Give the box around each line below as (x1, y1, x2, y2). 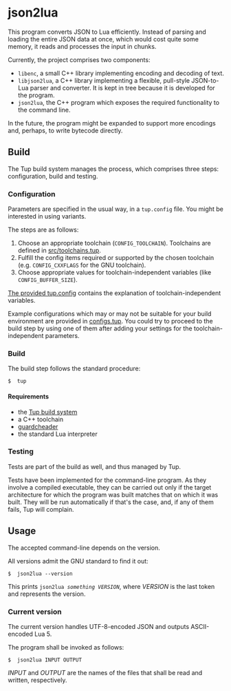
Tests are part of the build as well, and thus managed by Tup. (8, 462, 181, 470)
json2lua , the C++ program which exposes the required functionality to (17, 98, 219, 106)
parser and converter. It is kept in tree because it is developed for (30, 83, 215, 92)
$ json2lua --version (8, 570, 73, 577)
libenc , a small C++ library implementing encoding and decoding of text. (17, 69, 224, 77)
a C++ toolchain (17, 415, 64, 423)
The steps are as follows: (8, 226, 79, 234)
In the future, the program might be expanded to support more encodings (8, 119, 216, 127)
